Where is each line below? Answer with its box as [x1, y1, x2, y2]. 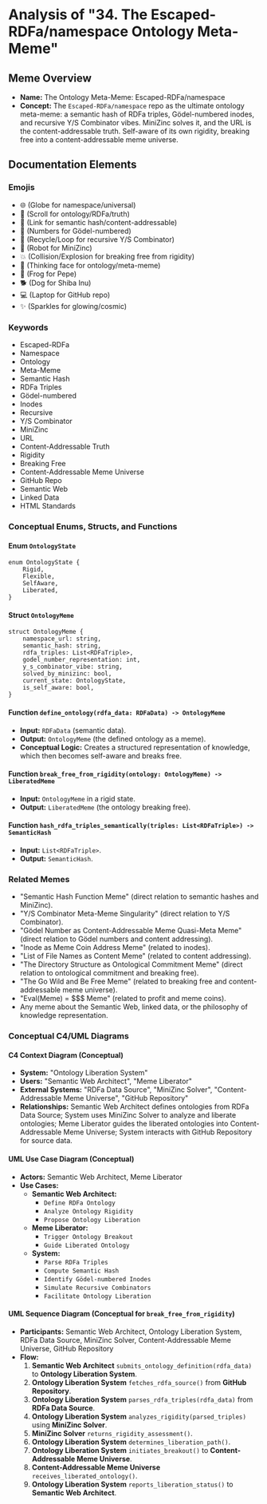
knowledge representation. [19, 1011, 109, 1020]
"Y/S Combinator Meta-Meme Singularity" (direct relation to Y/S [19, 908, 230, 919]
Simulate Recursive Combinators [43, 1284, 151, 1292]
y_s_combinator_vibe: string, [22, 663, 124, 671]
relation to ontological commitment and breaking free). [19, 968, 199, 978]
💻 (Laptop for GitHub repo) [19, 290, 111, 299]
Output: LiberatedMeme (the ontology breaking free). [19, 802, 191, 812]
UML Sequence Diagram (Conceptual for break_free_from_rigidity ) [8, 1309, 235, 1319]
